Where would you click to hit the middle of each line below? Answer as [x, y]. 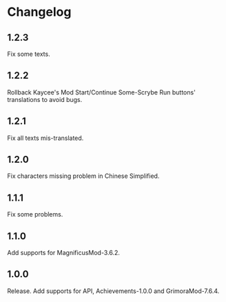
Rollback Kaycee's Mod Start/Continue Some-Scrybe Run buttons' [102, 92]
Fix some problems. [35, 214]
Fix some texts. [29, 54]
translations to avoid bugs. [45, 99]
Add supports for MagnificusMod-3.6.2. [64, 253]
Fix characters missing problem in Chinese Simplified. [83, 176]
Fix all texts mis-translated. [45, 138]
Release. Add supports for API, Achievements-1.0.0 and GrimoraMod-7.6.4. [113, 291]
